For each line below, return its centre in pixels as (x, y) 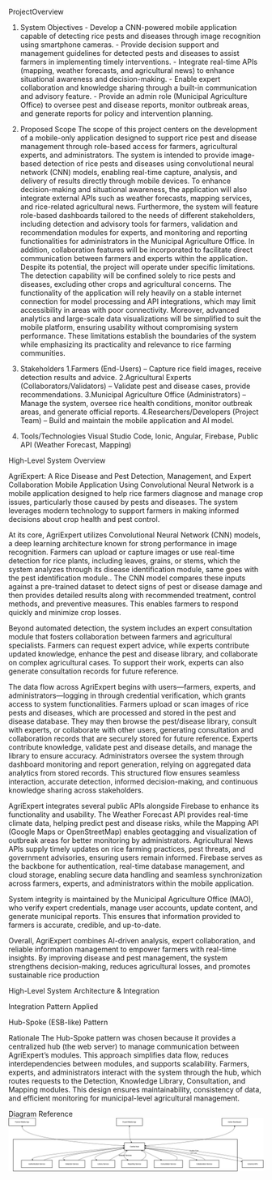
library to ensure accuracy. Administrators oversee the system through (126, 756)
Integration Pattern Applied (53, 1007)
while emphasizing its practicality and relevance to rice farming (126, 344)
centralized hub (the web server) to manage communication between (124, 1046)
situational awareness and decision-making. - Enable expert (120, 79)
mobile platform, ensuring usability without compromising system (129, 327)
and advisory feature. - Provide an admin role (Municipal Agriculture (134, 96)
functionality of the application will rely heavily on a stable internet (131, 293)
